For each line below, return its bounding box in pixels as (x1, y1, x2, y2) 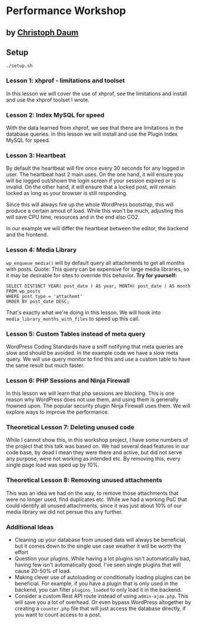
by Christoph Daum (6, 28, 79, 38)
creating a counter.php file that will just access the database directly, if (14, 605, 186, 612)
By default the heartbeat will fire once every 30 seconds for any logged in (6, 165, 185, 172)
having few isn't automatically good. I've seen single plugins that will (14, 561, 181, 568)
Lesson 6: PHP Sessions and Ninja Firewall (6, 376, 130, 384)
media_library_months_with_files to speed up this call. (6, 315, 140, 322)
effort (14, 549, 28, 556)
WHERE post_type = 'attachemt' (6, 293, 83, 299)
